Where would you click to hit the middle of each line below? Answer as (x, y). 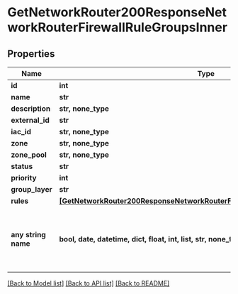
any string (28, 235)
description (31, 109)
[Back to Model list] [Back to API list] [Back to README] (89, 283)
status (22, 166)
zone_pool (29, 155)
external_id (30, 120)
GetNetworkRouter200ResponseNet (117, 12)
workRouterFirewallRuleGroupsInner (118, 27)
